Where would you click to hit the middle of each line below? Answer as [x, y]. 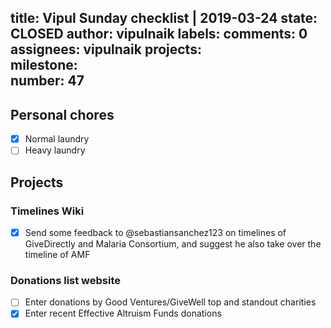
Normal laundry [57, 139]
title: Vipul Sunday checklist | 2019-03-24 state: [164, 18]
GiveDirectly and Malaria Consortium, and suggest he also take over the [173, 244]
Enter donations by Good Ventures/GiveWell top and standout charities [170, 302]
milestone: [44, 65]
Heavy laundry [55, 150]
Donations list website [66, 280]
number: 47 [47, 81]
